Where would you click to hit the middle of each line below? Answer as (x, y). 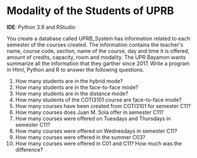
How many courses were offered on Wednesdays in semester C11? (96, 131)
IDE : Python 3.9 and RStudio (41, 27)
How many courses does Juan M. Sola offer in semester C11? (89, 112)
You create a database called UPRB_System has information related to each (98, 38)
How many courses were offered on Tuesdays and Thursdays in (93, 118)
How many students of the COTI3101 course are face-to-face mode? (98, 100)
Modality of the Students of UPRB (91, 11)
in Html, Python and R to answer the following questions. (75, 69)
